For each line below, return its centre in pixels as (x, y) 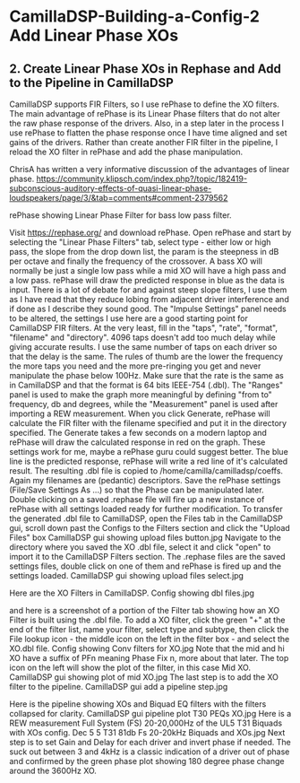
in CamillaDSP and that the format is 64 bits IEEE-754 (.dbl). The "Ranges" (146, 385)
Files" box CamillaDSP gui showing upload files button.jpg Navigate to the (146, 537)
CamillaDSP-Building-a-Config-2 (134, 17)
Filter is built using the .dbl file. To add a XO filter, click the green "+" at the (147, 620)
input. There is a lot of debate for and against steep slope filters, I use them (148, 290)
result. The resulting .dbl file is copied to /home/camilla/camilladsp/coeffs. (146, 471)
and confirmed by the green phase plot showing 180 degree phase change (147, 761)
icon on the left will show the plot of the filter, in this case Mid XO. (130, 667)
